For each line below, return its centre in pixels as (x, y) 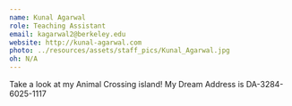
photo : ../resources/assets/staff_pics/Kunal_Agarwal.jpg (120, 51)
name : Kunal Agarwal (48, 17)
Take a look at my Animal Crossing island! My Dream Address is (127, 84)
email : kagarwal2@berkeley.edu (68, 34)
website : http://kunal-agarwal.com (76, 42)
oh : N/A (24, 59)
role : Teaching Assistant (57, 26)
